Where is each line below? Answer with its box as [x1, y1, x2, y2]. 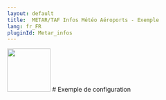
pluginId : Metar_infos [7, 29, 73, 37]
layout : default [7, 10, 54, 17]
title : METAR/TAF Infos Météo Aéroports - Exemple [7, 17, 159, 23]
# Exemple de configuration [51, 86, 131, 94]
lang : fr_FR [7, 23, 41, 30]
